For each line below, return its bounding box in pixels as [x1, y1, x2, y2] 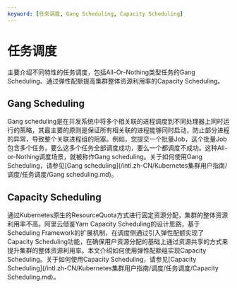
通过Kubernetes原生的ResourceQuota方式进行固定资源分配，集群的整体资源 [7, 211, 228, 219]
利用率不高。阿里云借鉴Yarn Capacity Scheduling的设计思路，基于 [7, 220, 200, 229]
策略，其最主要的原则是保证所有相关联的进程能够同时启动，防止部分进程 [19, 126, 230, 134]
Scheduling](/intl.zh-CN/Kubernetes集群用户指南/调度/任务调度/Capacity [7, 264, 219, 272]
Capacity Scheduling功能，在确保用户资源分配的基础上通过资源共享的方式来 [7, 238, 229, 246]
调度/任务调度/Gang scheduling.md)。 [7, 171, 118, 179]
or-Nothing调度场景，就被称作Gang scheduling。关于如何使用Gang [7, 153, 203, 161]
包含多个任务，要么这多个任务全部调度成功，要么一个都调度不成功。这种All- [7, 144, 228, 152]
